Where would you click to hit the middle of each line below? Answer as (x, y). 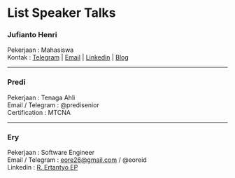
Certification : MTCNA (39, 112)
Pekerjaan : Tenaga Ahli (41, 97)
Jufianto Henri (32, 35)
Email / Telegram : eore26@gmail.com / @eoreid (77, 160)
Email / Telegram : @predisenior (53, 105)
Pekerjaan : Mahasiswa (41, 50)
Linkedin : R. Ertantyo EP (43, 167)
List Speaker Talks (62, 13)
